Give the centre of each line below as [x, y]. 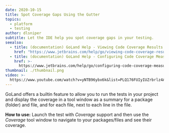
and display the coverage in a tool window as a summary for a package [79, 99]
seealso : [14, 43]
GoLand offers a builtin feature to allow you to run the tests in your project [82, 94]
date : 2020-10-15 [23, 10]
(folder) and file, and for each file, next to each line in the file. [69, 105]
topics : [13, 19]
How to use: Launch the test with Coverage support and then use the [77, 114]
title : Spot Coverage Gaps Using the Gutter [53, 15]
